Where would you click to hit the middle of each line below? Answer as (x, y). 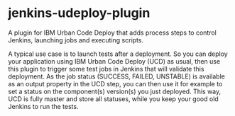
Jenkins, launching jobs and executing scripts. (76, 40)
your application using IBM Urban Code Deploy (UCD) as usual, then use (114, 61)
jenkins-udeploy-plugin (79, 13)
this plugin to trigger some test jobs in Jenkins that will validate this (106, 69)
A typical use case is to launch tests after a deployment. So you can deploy (118, 54)
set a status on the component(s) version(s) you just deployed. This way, (115, 91)
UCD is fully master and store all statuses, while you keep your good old (113, 99)
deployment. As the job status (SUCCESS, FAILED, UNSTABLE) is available (117, 76)
